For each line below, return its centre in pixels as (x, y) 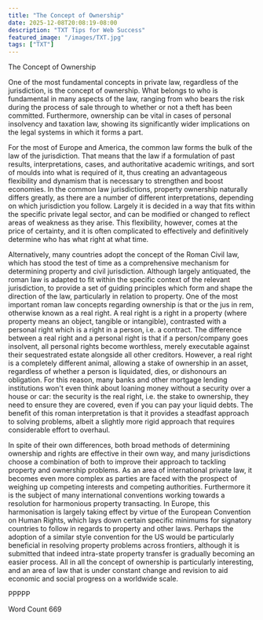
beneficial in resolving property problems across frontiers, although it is (124, 545)
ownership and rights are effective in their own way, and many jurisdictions (130, 453)
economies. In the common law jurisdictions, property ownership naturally (128, 189)
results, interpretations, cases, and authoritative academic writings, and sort (131, 164)
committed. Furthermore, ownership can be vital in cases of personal (120, 116)
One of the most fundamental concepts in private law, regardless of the (123, 83)
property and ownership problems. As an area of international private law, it (130, 470)
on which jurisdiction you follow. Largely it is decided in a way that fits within (132, 206)
